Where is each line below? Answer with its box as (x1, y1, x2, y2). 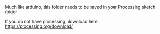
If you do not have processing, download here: (5, 19, 99, 24)
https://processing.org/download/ (5, 23, 73, 29)
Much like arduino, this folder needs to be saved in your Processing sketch (5, 4, 156, 10)
